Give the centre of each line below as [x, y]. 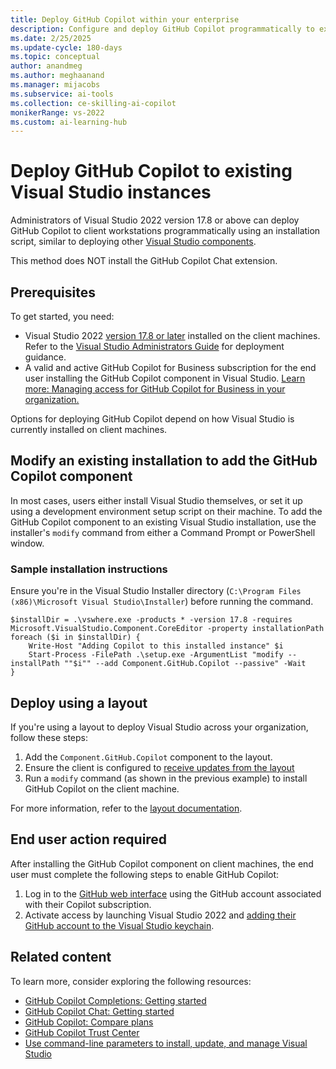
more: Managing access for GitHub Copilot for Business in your [155, 389]
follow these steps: [49, 737]
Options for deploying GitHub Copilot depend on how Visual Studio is [152, 419]
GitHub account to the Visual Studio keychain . [119, 925]
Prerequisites [53, 292]
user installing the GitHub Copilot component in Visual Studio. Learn [165, 378]
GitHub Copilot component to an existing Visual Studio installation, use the [163, 522]
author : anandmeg [46, 66]
